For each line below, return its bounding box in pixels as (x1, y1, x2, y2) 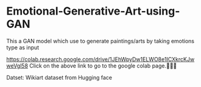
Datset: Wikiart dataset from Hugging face (6, 74, 113, 81)
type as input (6, 44, 40, 51)
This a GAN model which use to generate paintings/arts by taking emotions (6, 37, 195, 44)
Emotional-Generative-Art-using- (6, 4, 180, 18)
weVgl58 (6, 62, 29, 69)
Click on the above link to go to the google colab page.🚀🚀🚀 (29, 62, 177, 69)
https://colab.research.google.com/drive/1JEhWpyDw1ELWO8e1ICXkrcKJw (6, 55, 195, 63)
